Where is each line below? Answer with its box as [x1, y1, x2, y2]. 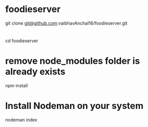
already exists [5, 66, 65, 77]
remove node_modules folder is [5, 55, 140, 67]
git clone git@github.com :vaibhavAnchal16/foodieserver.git [5, 20, 127, 26]
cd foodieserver [5, 38, 39, 44]
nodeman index [5, 117, 38, 122]
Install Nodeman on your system [5, 100, 143, 111]
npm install [5, 83, 28, 89]
